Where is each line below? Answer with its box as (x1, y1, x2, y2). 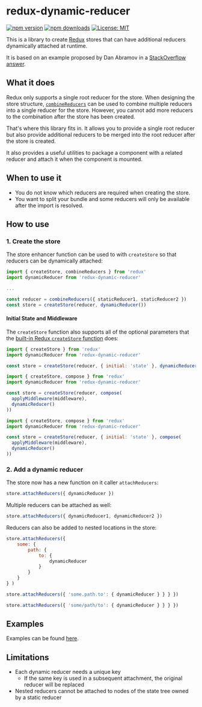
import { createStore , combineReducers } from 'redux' (6, 269, 147, 275)
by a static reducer (14, 694, 62, 701)
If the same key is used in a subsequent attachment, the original (23, 674, 183, 682)
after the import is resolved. (14, 202, 84, 209)
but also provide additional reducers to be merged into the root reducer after (6, 131, 195, 138)
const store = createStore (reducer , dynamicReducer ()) (6, 302, 147, 308)
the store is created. (6, 137, 56, 145)
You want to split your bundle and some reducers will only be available (14, 195, 190, 202)
